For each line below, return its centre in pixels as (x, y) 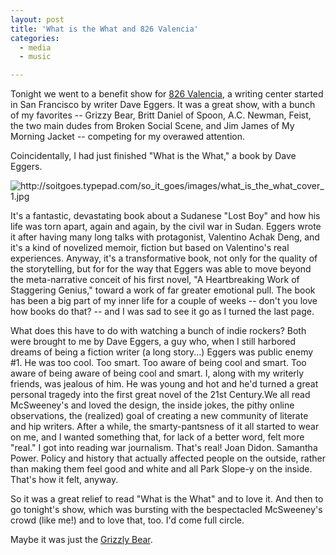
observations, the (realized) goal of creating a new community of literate (159, 416)
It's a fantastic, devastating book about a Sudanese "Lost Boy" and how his (165, 216)
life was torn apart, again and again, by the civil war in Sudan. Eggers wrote (166, 227)
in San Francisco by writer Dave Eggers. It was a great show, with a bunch (163, 105)
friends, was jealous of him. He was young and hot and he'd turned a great (164, 384)
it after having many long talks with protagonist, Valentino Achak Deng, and (165, 237)
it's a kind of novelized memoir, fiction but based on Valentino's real (150, 248)
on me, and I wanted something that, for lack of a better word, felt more (157, 437)
